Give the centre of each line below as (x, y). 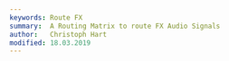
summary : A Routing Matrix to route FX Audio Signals (115, 26)
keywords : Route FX (46, 17)
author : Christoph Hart (58, 34)
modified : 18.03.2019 (50, 43)
